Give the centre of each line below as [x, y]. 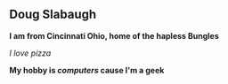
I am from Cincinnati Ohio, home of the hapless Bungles [114, 35]
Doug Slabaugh [53, 15]
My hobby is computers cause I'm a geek [87, 70]
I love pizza [30, 53]
